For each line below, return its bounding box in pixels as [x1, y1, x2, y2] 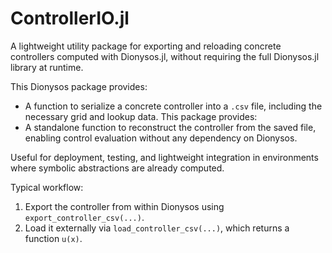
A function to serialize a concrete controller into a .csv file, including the [24, 100, 323, 112]
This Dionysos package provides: [10, 80, 148, 92]
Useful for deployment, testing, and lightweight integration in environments [10, 151, 319, 163]
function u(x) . [24, 232, 83, 244]
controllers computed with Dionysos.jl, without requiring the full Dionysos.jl [10, 50, 320, 62]
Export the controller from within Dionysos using [24, 200, 225, 212]
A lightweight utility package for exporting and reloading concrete [10, 40, 282, 52]
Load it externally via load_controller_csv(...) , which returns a [24, 222, 290, 234]
